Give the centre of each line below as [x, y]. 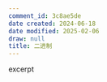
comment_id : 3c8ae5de [45, 16]
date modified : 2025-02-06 [54, 31]
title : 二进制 [30, 46]
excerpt [21, 69]
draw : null [27, 39]
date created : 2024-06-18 [52, 24]
